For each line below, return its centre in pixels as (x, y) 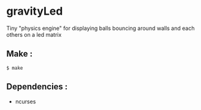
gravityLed (35, 11)
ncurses (25, 101)
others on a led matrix (34, 34)
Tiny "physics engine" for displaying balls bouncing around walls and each (100, 28)
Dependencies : (37, 87)
